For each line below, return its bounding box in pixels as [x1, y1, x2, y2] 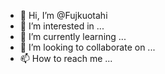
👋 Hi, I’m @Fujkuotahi [19, 10, 108, 21]
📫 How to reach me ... [19, 53, 113, 64]
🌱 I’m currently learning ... [19, 31, 127, 42]
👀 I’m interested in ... [19, 20, 105, 32]
